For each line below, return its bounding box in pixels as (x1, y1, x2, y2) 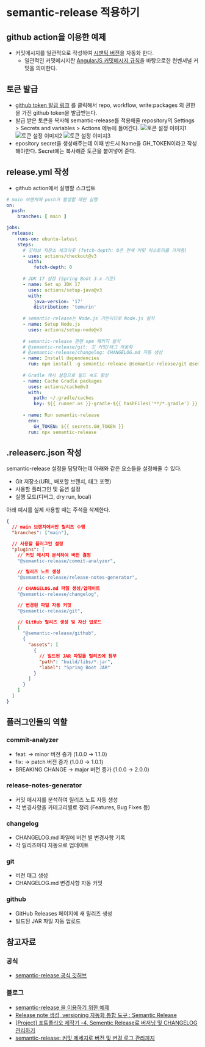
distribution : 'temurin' (33, 304, 97, 310)
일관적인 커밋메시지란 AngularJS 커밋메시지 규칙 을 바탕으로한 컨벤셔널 (24, 57, 192, 64)
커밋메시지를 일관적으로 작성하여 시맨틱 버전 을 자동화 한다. (15, 50, 154, 56)
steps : (17, 241, 34, 248)
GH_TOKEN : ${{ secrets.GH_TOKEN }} (33, 423, 124, 430)
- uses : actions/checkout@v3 (22, 253, 97, 259)
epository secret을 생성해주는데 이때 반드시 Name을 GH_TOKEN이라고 (15, 139, 186, 147)
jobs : (6, 224, 20, 231)
